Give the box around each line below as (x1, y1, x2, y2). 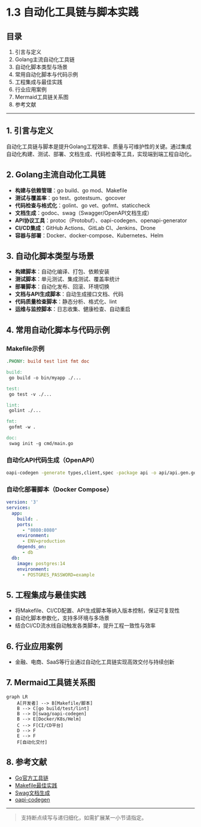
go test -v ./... (8, 391, 52, 397)
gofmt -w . (8, 424, 36, 430)
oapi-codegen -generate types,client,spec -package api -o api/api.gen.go (6, 470, 197, 476)
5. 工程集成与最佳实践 (6, 590, 86, 600)
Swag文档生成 (14, 789, 50, 796)
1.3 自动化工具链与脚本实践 (6, 5, 139, 19)
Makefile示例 (6, 344, 45, 353)
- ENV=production (22, 538, 66, 544)
